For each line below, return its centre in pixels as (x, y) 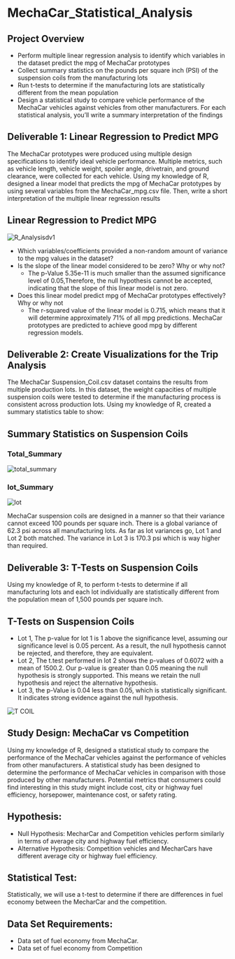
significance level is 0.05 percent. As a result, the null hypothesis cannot (122, 646)
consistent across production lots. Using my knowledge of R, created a (109, 404)
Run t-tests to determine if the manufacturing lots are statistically (111, 85)
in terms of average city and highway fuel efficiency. (93, 841)
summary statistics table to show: (56, 412)
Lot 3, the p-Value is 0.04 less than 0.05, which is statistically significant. (122, 690)
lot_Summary (30, 488)
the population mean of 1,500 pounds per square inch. (85, 599)
